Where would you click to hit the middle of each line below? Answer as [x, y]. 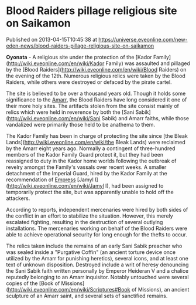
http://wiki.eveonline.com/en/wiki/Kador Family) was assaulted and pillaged [99, 63]
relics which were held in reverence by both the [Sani [70, 112]
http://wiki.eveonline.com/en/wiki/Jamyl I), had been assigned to [86, 185]
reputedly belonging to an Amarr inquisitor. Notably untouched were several [97, 277]
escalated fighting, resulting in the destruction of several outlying [85, 222]
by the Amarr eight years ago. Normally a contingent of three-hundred [91, 148]
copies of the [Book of [33, 283]
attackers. [18, 198]
